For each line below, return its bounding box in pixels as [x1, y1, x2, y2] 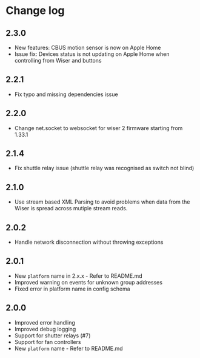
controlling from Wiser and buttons [14, 57, 102, 64]
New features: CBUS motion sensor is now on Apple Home [14, 44, 161, 51]
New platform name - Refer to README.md [14, 345, 123, 352]
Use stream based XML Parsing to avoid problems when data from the [14, 198, 190, 205]
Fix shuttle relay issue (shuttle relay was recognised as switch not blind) [14, 165, 195, 172]
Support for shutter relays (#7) [14, 332, 91, 339]
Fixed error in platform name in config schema [14, 285, 131, 292]
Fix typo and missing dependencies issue [14, 91, 119, 98]
